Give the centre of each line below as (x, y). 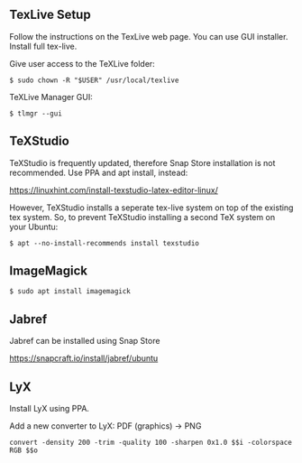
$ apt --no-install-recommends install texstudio (105, 243)
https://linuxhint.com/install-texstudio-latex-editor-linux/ (114, 190)
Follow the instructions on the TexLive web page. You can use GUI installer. (149, 36)
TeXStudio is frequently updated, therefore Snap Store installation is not (142, 162)
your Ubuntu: (34, 227)
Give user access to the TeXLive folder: (82, 63)
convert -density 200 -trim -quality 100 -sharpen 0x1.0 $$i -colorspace (151, 443)
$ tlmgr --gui (36, 113)
